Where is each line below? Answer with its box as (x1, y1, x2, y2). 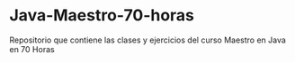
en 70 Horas (9, 43, 56, 54)
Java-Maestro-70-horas (9, 5, 195, 26)
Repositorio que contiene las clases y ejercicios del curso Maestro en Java (9, 35, 286, 45)
